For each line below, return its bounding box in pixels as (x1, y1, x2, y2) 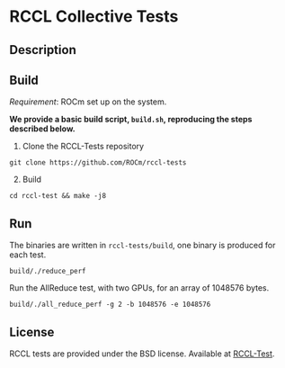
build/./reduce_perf (9, 267, 87, 276)
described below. (9, 123, 76, 134)
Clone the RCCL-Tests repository (22, 141, 145, 152)
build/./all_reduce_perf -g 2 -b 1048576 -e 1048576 (9, 300, 211, 310)
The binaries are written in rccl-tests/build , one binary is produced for (9, 240, 276, 251)
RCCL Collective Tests (9, 6, 179, 27)
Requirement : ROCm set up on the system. (9, 96, 167, 107)
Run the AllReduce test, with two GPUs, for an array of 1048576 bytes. (9, 283, 270, 293)
